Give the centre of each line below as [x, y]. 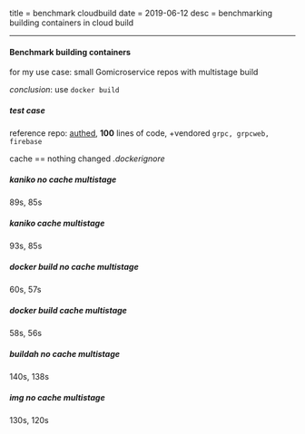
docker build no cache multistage [74, 266]
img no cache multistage [58, 397]
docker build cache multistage [68, 310]
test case [27, 110]
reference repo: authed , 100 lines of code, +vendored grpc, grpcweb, [139, 133]
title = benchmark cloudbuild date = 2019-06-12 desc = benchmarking [141, 13]
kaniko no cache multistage [63, 179]
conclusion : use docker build [64, 90]
